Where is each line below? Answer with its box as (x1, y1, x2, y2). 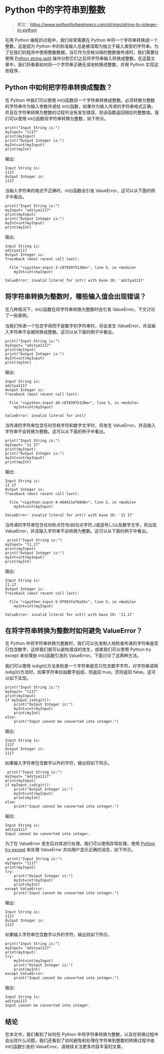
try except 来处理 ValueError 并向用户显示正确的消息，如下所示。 (5, 847, 136, 853)
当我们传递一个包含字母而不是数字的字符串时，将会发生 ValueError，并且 (5, 323, 152, 329)
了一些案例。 (5, 312, 31, 318)
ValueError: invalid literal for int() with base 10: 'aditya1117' (5, 278, 145, 283)
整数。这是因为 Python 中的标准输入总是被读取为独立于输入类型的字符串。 (5, 43, 155, 49)
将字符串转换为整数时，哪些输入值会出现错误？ (5, 293, 146, 301)
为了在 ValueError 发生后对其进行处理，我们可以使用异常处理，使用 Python (5, 841, 155, 846)
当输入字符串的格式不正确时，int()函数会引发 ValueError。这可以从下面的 (5, 188, 151, 193)
